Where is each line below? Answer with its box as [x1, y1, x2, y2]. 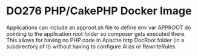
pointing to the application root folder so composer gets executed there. [6, 30, 186, 37]
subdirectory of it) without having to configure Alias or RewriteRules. [6, 43, 177, 50]
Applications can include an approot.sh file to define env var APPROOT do [6, 24, 191, 31]
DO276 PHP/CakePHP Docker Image [6, 4, 192, 18]
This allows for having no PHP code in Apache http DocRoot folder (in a [6, 36, 185, 43]
